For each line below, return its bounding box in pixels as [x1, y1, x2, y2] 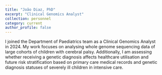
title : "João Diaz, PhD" [5, 7, 56, 12]
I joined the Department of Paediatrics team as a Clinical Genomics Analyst [5, 38, 156, 44]
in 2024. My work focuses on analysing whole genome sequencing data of [5, 44, 155, 50]
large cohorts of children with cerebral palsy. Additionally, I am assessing [5, 49, 152, 55]
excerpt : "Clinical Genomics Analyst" [5, 12, 84, 17]
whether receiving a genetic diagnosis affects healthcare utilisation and [5, 54, 149, 60]
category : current [5, 20, 42, 26]
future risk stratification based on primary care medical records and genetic [5, 59, 158, 65]
